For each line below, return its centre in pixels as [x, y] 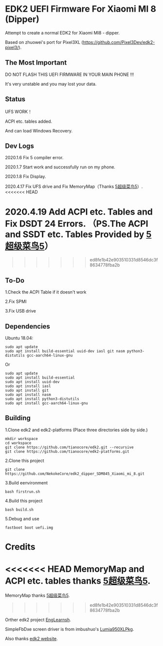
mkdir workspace [21, 439]
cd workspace [18, 443]
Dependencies [27, 326]
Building [18, 418]
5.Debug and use [22, 518]
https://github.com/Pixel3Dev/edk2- [119, 42]
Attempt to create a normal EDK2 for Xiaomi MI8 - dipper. [63, 33]
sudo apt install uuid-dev [32, 382]
